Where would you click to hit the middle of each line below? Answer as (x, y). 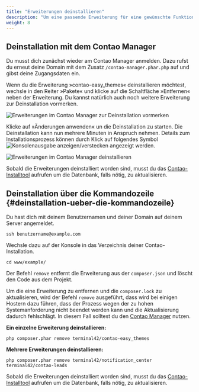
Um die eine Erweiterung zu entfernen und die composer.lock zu (84, 291)
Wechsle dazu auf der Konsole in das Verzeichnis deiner (75, 245)
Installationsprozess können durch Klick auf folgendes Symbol (82, 139)
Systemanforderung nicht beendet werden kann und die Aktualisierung (93, 310)
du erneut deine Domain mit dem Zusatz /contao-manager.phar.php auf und (98, 67)
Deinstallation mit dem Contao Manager (81, 46)
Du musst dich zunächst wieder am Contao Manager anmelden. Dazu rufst (97, 61)
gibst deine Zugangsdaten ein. (43, 73)
